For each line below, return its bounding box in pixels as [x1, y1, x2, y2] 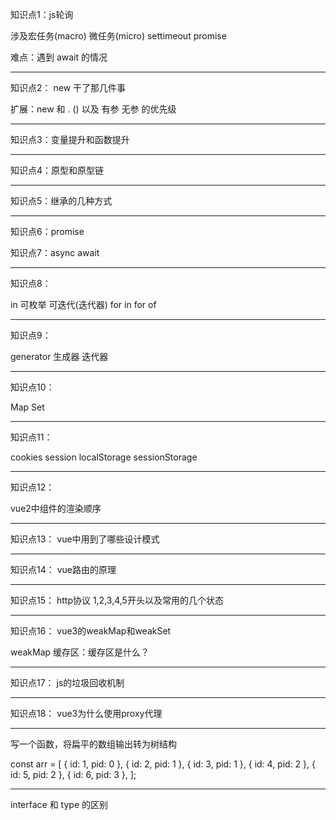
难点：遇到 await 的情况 [10, 51, 108, 63]
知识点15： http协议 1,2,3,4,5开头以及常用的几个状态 [10, 594, 224, 606]
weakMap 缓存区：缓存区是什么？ [10, 646, 150, 658]
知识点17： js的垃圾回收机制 [10, 677, 125, 688]
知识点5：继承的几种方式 [10, 195, 113, 207]
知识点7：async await [10, 247, 100, 258]
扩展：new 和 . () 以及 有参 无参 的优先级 [10, 103, 177, 115]
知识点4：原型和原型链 [10, 164, 105, 176]
